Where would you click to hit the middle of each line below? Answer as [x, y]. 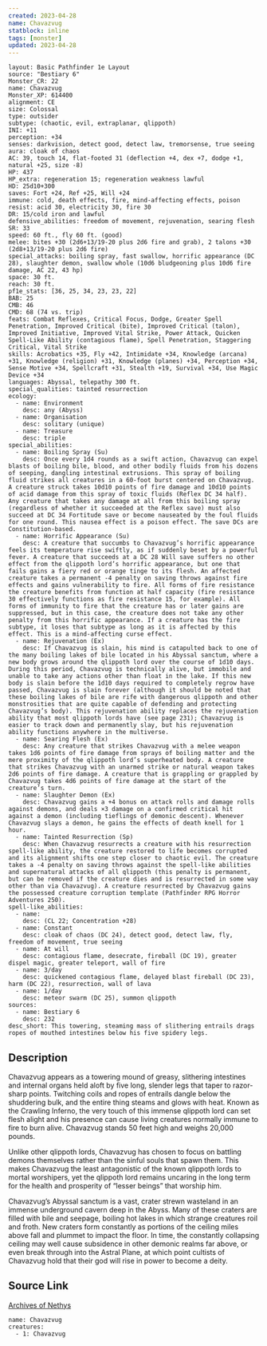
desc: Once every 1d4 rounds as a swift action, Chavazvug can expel [141, 459]
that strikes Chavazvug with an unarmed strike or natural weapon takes [132, 767]
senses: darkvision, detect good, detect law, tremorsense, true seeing [132, 145]
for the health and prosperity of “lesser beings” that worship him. [115, 1185]
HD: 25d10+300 [32, 186]
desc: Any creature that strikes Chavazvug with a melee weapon [132, 746]
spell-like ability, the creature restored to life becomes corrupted [128, 851]
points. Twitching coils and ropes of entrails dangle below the [130, 1093]
